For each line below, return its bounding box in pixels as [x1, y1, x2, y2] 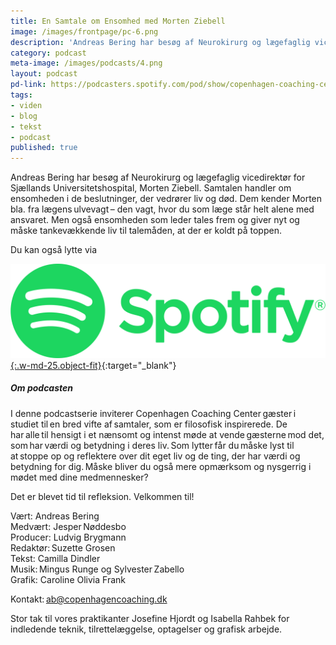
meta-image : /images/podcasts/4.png [10, 58, 163, 69]
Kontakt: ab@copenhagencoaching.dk [10, 593, 168, 605]
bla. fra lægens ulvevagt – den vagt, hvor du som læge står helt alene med [10, 203, 315, 215]
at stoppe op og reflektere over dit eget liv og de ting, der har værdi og [10, 450, 301, 462]
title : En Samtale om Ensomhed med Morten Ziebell [10, 16, 226, 26]
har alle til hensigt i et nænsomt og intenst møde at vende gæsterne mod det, [10, 428, 325, 440]
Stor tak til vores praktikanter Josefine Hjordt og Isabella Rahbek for [10, 612, 290, 624]
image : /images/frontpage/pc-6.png [10, 26, 159, 37]
